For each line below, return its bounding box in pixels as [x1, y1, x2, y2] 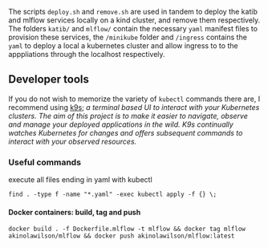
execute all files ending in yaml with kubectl [8, 175, 152, 185]
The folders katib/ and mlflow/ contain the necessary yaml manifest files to [8, 24, 258, 33]
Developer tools [8, 72, 90, 87]
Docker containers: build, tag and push [8, 207, 141, 217]
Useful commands [8, 157, 82, 168]
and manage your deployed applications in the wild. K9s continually [8, 120, 234, 129]
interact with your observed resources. [8, 136, 137, 146]
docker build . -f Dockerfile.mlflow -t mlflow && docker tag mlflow [8, 225, 246, 234]
